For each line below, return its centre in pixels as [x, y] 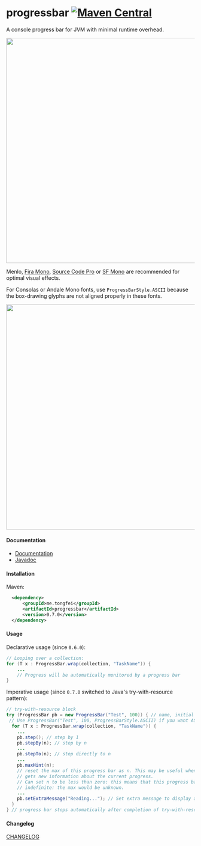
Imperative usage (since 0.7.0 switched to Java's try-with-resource [90, 692]
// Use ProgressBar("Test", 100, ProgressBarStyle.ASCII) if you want [98, 721]
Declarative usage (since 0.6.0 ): [46, 647]
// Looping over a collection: [45, 658]
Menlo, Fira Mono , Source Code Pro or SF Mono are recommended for [93, 271]
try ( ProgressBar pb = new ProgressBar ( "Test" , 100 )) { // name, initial [100, 715]
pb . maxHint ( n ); [36, 766]
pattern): [17, 698]
